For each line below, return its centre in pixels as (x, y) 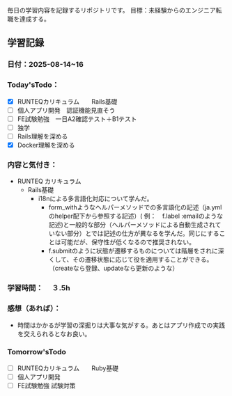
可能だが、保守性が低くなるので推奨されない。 (128, 242)
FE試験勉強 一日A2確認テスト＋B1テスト (77, 119)
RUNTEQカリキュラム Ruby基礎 (68, 368)
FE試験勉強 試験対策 (46, 386)
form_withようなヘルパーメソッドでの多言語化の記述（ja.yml (135, 207)
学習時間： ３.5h (39, 288)
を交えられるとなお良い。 (54, 333)
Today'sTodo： (33, 85)
